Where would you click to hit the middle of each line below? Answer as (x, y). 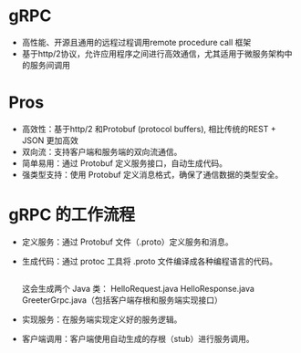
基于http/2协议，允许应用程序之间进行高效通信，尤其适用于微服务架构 (153, 53)
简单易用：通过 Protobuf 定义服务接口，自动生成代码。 (124, 163)
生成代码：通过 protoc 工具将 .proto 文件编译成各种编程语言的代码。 (150, 261)
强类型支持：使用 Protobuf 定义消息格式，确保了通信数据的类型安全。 (152, 174)
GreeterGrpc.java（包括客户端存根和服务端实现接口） (122, 300)
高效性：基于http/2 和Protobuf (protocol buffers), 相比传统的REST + (149, 129)
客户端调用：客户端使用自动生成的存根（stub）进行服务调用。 (138, 338)
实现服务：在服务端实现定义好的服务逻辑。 (102, 319)
